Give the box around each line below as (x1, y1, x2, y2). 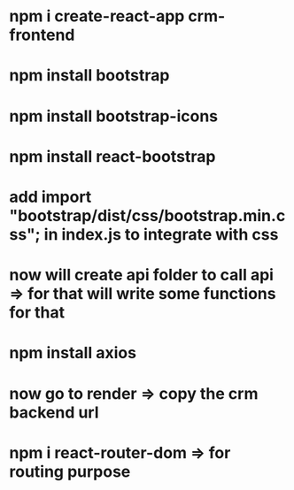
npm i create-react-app (9, 6, 185, 27)
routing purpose (9, 462, 131, 481)
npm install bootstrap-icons (9, 106, 219, 126)
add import (9, 187, 92, 207)
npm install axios (9, 343, 137, 364)
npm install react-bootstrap (9, 146, 216, 166)
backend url (9, 402, 99, 422)
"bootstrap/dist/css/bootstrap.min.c (9, 205, 286, 226)
